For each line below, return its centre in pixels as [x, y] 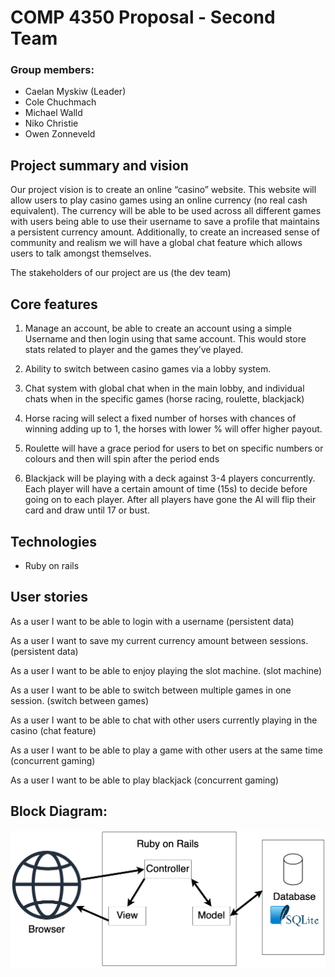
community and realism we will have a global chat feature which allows [156, 243]
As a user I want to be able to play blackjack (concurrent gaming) [145, 780]
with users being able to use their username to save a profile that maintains [165, 222]
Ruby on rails [52, 565]
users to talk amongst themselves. [81, 253]
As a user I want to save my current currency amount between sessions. [159, 640]
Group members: [52, 70]
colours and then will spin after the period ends [122, 459]
